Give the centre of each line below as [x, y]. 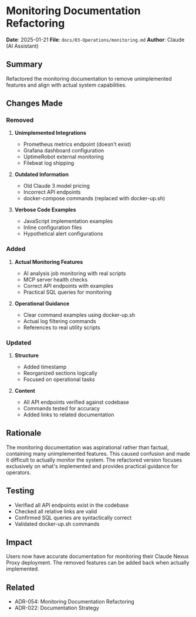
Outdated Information [42, 174]
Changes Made [34, 103]
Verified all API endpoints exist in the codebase [72, 505]
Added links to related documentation [69, 415]
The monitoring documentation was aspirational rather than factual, [87, 447]
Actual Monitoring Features [49, 262]
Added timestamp [45, 367]
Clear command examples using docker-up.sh [79, 315]
